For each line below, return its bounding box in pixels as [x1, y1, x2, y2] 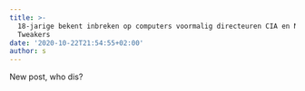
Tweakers [17, 30, 51, 39]
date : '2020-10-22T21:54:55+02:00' [9, 38, 144, 48]
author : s [9, 47, 47, 56]
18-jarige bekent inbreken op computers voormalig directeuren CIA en [17, 22, 290, 31]
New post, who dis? [9, 71, 84, 82]
